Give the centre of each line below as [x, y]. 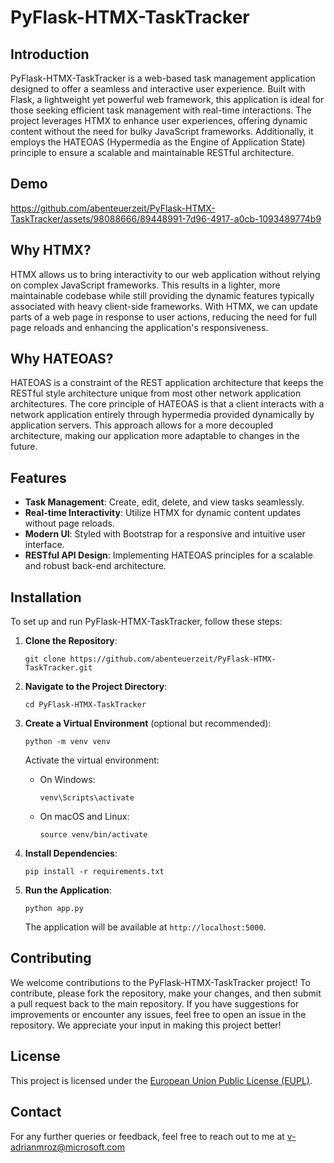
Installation [46, 597]
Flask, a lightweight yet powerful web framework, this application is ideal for [167, 99]
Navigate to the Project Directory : [96, 687]
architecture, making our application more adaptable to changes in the [155, 436]
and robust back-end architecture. [95, 566]
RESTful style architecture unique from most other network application [156, 393]
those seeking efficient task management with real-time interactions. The [161, 110]
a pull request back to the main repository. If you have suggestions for [155, 1003]
